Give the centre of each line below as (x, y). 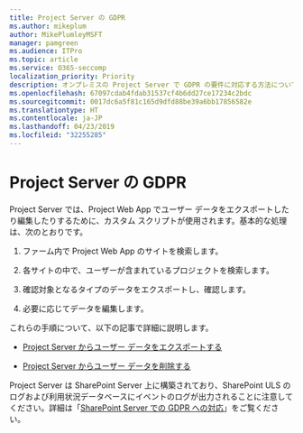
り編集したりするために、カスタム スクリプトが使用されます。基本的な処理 (148, 220)
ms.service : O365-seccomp (58, 69)
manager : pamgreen (44, 43)
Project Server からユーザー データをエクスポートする (122, 346)
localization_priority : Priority (72, 77)
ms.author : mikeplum (48, 26)
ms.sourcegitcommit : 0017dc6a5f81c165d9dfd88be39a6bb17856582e (131, 101)
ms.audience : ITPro (46, 51)
